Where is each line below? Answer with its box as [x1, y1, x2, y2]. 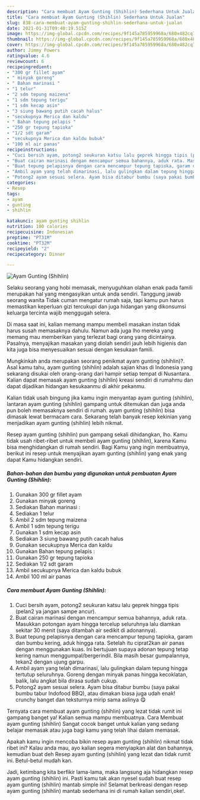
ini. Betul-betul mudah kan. [7, 757, 73, 764]
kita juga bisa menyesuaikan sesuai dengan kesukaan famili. [7, 346, 154, 353]
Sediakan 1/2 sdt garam [15, 560, 74, 567]
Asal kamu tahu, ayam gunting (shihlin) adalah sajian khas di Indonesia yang [7, 364, 193, 371]
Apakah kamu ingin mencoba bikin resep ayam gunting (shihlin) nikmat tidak [7, 738, 193, 745]
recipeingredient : [7, 64, 52, 70]
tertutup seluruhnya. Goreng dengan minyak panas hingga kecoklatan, [15, 671, 188, 678]
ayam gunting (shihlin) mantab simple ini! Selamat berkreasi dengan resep [7, 781, 188, 788]
